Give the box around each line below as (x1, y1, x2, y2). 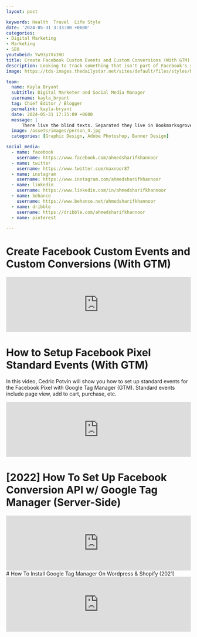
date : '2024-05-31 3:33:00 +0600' (6, 25, 91, 30)
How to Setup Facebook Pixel (6, 346, 151, 359)
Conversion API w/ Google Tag (6, 483, 158, 497)
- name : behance (11, 193, 51, 199)
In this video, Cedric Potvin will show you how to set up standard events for (6, 378, 188, 385)
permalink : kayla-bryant (11, 106, 72, 112)
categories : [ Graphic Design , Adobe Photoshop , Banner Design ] (11, 133, 169, 139)
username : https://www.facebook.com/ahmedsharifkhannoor (16, 155, 159, 161)
